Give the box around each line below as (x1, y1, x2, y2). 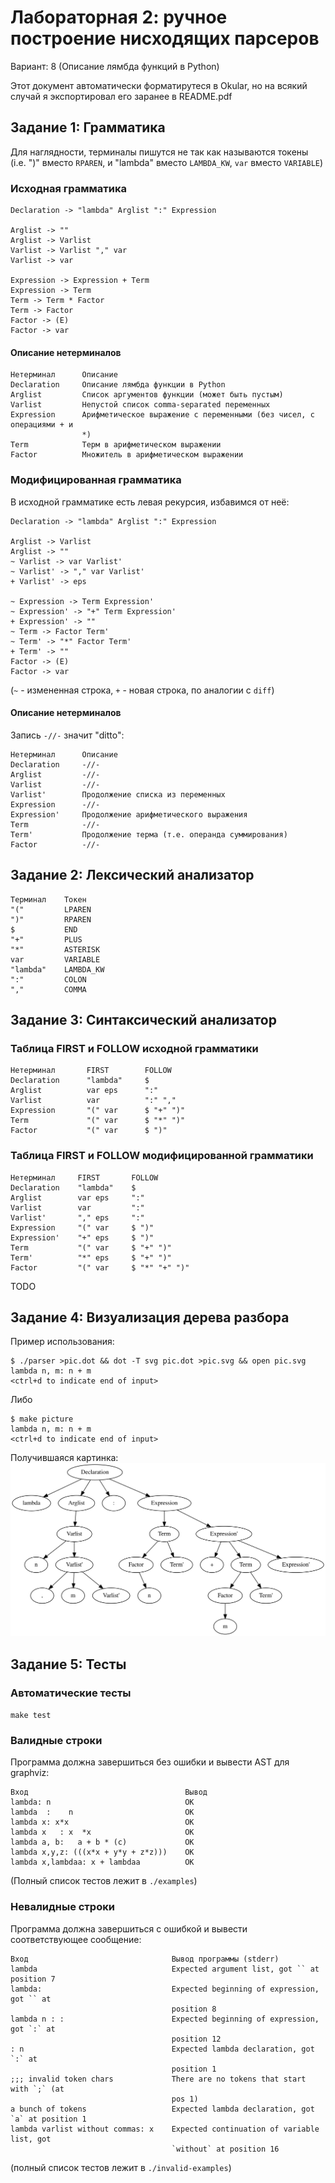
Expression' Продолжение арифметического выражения (10, 809, 248, 820)
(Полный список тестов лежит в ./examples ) (10, 1875, 198, 1887)
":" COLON (10, 974, 87, 985)
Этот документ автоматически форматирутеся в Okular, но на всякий (10, 79, 308, 91)
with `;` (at (10, 2084, 65, 2094)
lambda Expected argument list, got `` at (10, 1964, 320, 1974)
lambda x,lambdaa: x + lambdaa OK (10, 1857, 195, 1868)
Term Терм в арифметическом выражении (10, 440, 222, 450)
